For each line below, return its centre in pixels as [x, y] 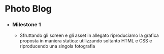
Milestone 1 [26, 25]
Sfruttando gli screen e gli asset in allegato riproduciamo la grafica [89, 35]
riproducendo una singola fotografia [57, 46]
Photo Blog [28, 9]
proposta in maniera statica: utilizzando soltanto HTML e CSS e [86, 41]
